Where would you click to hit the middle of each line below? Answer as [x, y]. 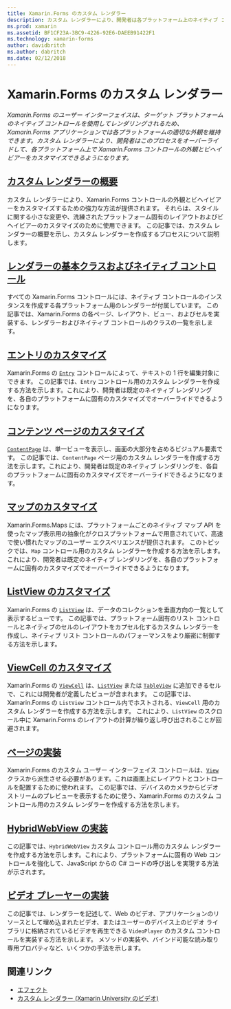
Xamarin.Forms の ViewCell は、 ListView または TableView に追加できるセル [114, 686]
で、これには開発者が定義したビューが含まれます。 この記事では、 [101, 694]
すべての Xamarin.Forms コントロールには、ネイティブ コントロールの [106, 297]
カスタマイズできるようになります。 [81, 158]
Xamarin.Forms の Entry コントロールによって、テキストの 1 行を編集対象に [113, 373]
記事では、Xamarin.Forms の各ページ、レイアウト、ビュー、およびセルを [110, 314]
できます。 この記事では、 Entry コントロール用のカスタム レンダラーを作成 [113, 382]
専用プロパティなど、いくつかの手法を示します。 [76, 948]
